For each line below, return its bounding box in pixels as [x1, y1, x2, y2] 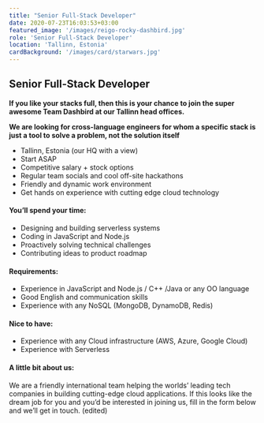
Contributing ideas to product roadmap [20, 249, 147, 258]
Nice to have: [9, 319, 54, 328]
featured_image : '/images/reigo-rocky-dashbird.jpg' [9, 26, 186, 34]
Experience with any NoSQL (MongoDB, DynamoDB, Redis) [20, 301, 214, 310]
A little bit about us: [9, 363, 74, 372]
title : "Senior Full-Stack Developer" [9, 11, 136, 20]
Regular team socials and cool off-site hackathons [20, 170, 184, 180]
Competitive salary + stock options [20, 163, 134, 172]
